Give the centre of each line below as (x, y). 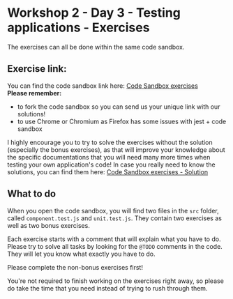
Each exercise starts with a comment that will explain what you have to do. (114, 239)
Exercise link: (37, 69)
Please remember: (35, 93)
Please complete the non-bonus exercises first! (75, 267)
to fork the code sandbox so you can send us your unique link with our (119, 107)
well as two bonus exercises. (49, 225)
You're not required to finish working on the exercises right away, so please (116, 281)
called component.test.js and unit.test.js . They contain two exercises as (114, 218)
